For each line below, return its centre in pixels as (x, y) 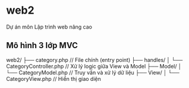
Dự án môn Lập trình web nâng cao (49, 27)
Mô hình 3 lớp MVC (42, 45)
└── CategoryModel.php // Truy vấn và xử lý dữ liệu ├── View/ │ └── (93, 73)
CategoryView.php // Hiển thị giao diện (53, 78)
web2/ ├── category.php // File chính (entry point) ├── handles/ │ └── (94, 59)
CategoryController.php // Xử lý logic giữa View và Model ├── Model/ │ (94, 66)
